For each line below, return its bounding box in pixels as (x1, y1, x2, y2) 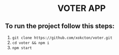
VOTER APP (57, 3, 106, 14)
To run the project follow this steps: (5, 22, 115, 30)
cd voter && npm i (12, 41, 50, 45)
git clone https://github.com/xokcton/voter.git (12, 35, 113, 40)
